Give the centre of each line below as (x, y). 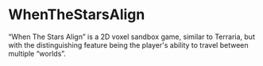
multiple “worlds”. (37, 53)
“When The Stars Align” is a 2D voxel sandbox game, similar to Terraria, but (132, 37)
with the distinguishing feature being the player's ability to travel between (128, 45)
